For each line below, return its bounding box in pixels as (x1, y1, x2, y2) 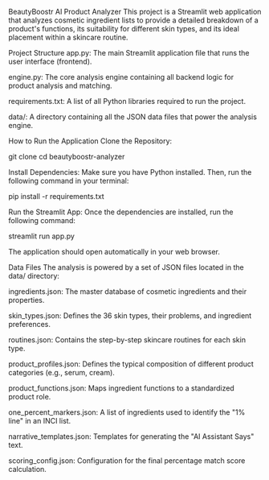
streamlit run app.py (8, 231, 75, 241)
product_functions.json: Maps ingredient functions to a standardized (8, 383, 234, 393)
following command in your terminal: (8, 176, 129, 185)
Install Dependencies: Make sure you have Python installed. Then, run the (8, 168, 252, 176)
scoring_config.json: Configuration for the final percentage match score (8, 456, 246, 466)
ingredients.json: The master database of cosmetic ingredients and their (8, 287, 247, 296)
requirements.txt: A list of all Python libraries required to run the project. (8, 97, 247, 106)
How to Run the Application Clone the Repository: (8, 136, 173, 146)
